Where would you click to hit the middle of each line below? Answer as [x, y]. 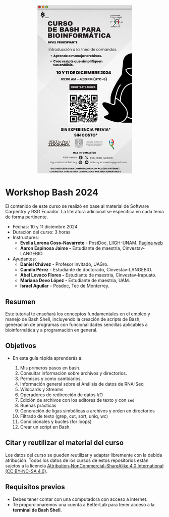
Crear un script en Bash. [45, 427]
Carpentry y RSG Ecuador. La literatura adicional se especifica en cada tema [84, 212]
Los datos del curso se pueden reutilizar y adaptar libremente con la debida [84, 455]
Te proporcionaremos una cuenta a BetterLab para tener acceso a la [83, 504]
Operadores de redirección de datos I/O [62, 395]
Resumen [20, 301]
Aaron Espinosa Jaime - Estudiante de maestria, [71, 248]
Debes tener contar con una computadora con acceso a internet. [80, 499]
